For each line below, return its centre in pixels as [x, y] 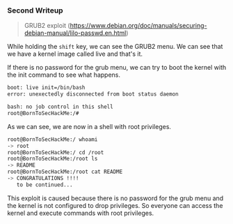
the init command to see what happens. [64, 75]
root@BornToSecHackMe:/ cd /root [56, 152]
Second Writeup [35, 10]
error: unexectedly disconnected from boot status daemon [93, 94]
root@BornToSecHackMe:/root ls [53, 159]
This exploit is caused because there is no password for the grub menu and [115, 198]
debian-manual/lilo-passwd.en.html [75, 33]
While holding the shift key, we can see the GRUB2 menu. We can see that [115, 47]
